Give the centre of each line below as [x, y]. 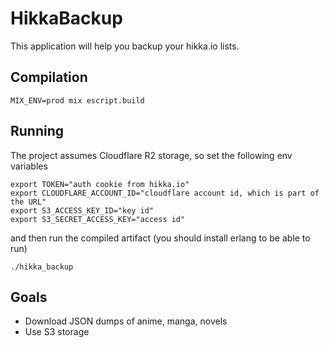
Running [37, 131]
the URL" [28, 202]
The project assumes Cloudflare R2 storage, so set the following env [151, 155]
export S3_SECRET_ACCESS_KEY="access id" [98, 219]
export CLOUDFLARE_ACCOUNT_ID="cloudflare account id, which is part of [165, 193]
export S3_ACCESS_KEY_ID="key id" [82, 210]
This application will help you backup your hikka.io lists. [125, 46]
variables [29, 166]
